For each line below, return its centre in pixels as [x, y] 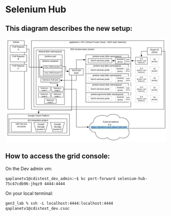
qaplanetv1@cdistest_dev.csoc [38, 208]
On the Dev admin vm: [29, 168]
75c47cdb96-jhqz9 [24, 184]
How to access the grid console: [58, 156]
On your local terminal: [29, 193]
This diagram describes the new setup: [69, 28]
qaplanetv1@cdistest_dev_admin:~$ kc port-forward [60, 179]
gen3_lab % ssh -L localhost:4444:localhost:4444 [59, 203]
